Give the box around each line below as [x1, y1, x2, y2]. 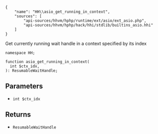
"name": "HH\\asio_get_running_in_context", [14, 9, 110, 14]
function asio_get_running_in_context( [5, 59, 90, 64]
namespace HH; [5, 50, 36, 56]
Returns [5, 110, 31, 119]
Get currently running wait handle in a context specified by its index [5, 41, 147, 46]
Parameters [5, 82, 43, 91]
